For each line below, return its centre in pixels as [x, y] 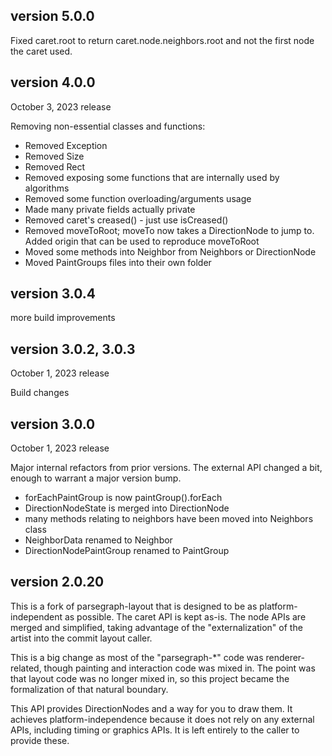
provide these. [40, 740]
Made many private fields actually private [110, 209]
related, [26, 668]
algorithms [47, 188]
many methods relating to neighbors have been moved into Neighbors [169, 519]
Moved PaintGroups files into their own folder [118, 262]
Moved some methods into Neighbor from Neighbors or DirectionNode [170, 251]
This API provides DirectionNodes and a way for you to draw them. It [151, 708]
